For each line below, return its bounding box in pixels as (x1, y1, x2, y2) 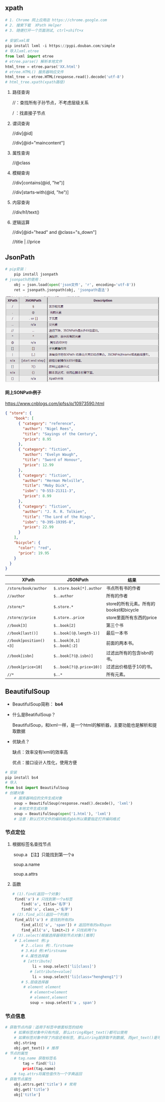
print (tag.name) (23, 1066, 56, 1072)
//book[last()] (7, 631, 38, 636)
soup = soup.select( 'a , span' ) (30, 1000, 96, 1005)
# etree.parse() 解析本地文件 (5, 59, 62, 64)
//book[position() (7, 638, 45, 643)
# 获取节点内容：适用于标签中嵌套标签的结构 (5, 1025, 83, 1030)
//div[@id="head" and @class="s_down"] (12, 229, 97, 235)
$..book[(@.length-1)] (53, 631, 100, 636)
